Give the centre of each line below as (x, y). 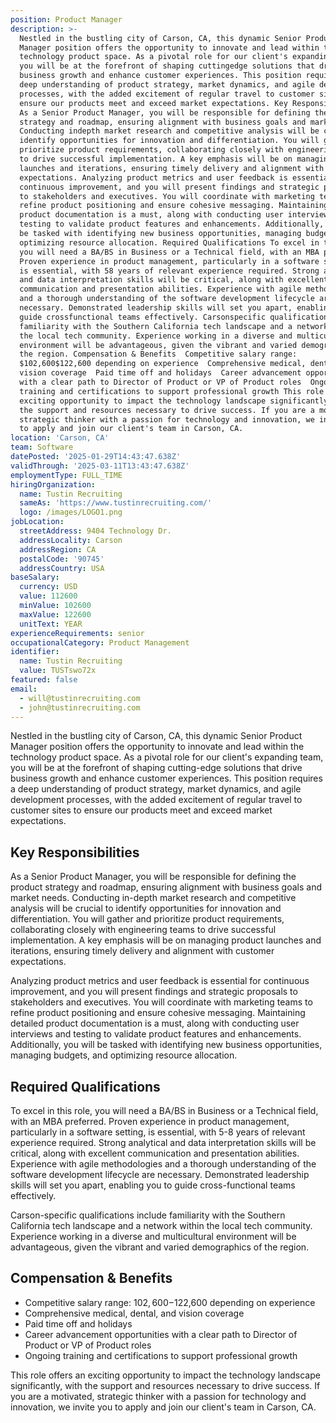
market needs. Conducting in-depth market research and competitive (153, 898)
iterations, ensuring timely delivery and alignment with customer (142, 951)
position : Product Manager (66, 19)
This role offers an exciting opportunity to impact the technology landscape (165, 1375)
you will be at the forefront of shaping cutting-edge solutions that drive (156, 768)
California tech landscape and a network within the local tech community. (161, 1225)
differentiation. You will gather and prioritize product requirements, (147, 919)
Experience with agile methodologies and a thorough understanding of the (163, 1164)
